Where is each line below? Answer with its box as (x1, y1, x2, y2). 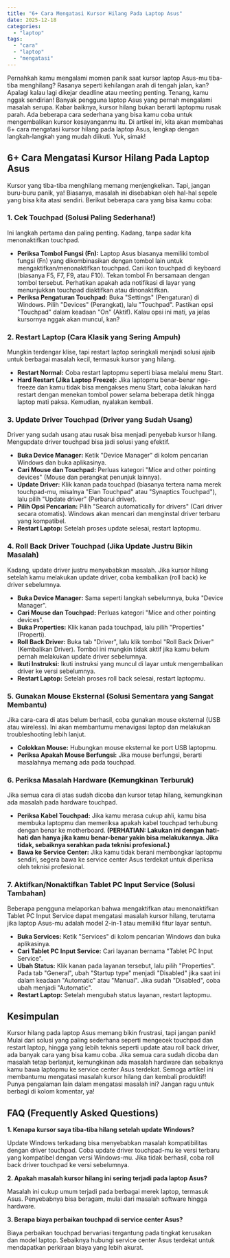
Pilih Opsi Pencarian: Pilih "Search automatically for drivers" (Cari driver (16, 502, 223, 511)
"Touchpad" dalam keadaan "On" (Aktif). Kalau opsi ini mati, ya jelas (16, 308, 211, 316)
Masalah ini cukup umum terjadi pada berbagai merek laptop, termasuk (7, 1188, 209, 1196)
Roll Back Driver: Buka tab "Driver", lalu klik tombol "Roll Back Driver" (16, 637, 214, 646)
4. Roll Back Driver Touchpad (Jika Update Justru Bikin (7, 542, 194, 551)
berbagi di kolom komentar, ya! (7, 1087, 95, 1096)
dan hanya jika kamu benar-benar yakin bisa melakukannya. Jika (30, 833, 218, 842)
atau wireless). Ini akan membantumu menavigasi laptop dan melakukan (7, 723, 211, 732)
